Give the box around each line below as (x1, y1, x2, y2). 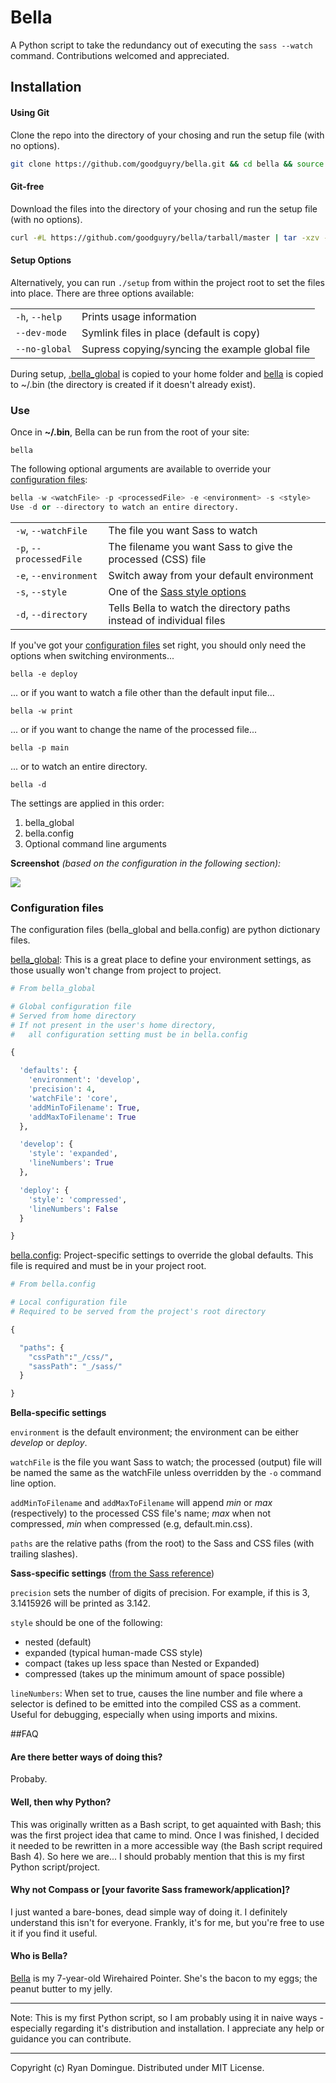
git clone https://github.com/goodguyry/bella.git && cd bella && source (10, 159, 325, 169)
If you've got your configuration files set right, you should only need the (10, 639, 307, 651)
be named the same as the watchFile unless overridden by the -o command (10, 1467, 322, 1479)
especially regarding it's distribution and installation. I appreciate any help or (10, 2022, 325, 2034)
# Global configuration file (10, 1001, 132, 1011)
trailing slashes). (10, 1548, 78, 1560)
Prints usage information (81, 309, 197, 323)
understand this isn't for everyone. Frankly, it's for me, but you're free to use (10, 1916, 325, 1928)
